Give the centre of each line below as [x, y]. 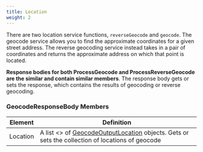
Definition [117, 122]
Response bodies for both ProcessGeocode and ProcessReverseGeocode [101, 72]
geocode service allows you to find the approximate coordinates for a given [100, 41]
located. [16, 60]
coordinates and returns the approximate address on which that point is [95, 54]
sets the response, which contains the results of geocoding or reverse [94, 84]
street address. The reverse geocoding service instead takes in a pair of [96, 47]
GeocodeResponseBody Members [58, 107]
